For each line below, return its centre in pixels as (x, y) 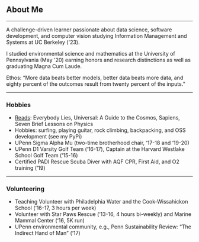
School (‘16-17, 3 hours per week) (55, 208)
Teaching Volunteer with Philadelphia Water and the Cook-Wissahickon (101, 202)
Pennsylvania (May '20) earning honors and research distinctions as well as (99, 60)
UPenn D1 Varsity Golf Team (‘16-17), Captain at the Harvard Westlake (99, 149)
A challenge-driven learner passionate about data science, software (89, 30)
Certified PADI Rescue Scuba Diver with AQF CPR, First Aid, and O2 (97, 162)
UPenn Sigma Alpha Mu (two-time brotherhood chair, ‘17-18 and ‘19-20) (102, 143)
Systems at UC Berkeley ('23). (43, 42)
